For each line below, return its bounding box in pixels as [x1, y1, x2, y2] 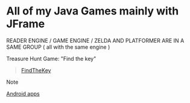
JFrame [6, 17, 45, 31]
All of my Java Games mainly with [6, 4, 179, 18]
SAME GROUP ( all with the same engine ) [6, 43, 110, 51]
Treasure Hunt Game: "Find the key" [6, 55, 97, 62]
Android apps [6, 90, 40, 97]
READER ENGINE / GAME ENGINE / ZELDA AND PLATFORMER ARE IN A [6, 37, 185, 44]
